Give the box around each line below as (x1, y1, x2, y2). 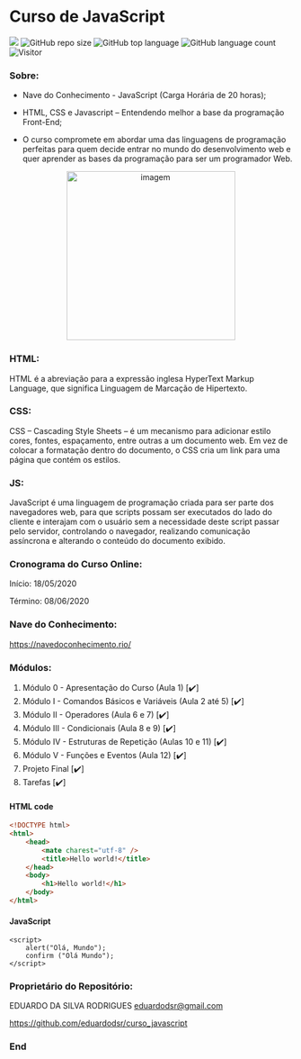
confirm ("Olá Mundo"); (25, 952, 115, 961)
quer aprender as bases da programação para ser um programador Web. (22, 153, 293, 164)
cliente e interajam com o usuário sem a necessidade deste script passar (9, 516, 280, 528)
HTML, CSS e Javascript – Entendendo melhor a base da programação (22, 107, 285, 118)
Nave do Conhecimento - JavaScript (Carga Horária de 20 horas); (22, 90, 267, 101)
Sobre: (9, 69, 40, 82)
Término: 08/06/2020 (9, 596, 90, 607)
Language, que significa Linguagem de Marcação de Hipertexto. (9, 383, 248, 394)
